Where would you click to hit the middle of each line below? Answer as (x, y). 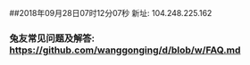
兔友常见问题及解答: (52, 38)
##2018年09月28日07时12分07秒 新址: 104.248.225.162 (111, 13)
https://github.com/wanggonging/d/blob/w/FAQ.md (125, 50)
